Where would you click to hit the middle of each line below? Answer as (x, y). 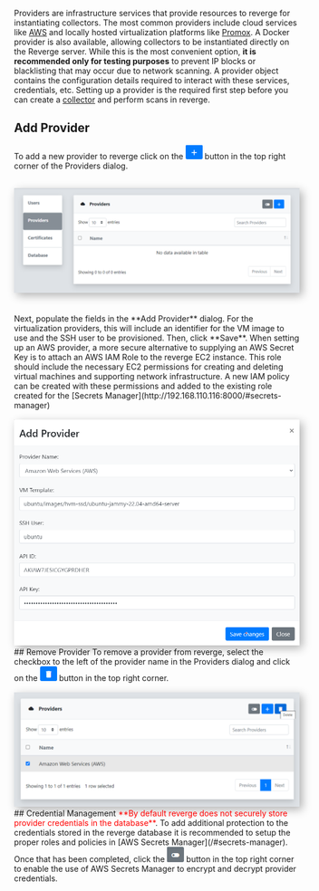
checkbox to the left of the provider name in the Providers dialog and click (152, 661)
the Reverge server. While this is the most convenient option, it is (135, 52)
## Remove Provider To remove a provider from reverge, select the (139, 652)
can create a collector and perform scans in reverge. (112, 100)
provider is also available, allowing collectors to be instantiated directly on (152, 42)
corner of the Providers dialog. (71, 166)
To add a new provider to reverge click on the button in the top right (150, 156)
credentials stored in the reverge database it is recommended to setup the (152, 833)
